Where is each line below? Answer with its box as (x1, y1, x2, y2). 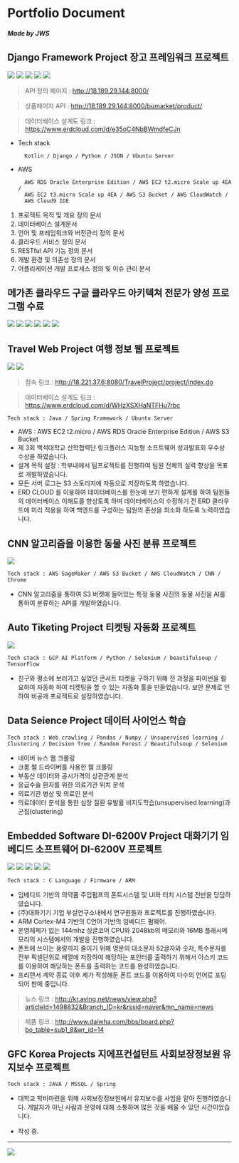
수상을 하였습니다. (17, 453, 68, 461)
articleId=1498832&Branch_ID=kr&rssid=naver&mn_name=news (24, 1003, 214, 1011)
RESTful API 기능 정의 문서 (17, 246, 93, 254)
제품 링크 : (24, 1018, 54, 1026)
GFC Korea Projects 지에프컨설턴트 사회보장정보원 (7, 1048, 221, 1060)
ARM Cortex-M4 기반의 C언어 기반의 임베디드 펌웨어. (17, 917, 167, 926)
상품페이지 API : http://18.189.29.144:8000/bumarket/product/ (24, 101, 203, 110)
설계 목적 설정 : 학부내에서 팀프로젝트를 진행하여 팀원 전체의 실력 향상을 (17, 461, 216, 470)
